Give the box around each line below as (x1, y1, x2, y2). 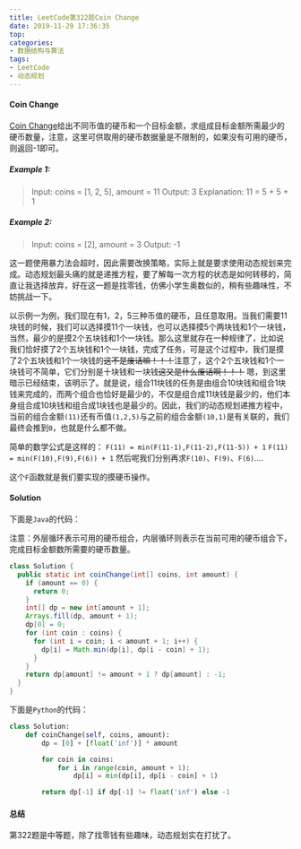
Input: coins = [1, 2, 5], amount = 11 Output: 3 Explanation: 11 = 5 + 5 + (30, 186, 289, 197)
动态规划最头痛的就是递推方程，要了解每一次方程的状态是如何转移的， (24, 268, 284, 279)
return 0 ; (32, 586, 70, 596)
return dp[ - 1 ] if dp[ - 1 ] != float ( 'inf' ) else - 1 (41, 788, 230, 797)
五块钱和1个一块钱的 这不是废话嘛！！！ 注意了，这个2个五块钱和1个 (30, 355, 277, 366)
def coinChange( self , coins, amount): (25, 730, 170, 740)
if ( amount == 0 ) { (25, 578, 99, 587)
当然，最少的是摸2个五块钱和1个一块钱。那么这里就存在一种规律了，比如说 (9, 333, 285, 343)
